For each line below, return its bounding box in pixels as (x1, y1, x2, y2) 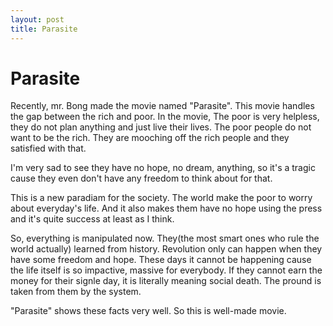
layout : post (10, 14, 65, 25)
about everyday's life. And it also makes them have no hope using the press (10, 202, 323, 215)
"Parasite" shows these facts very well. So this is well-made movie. (10, 305, 287, 317)
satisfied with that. (10, 142, 87, 155)
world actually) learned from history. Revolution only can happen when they (10, 243, 323, 255)
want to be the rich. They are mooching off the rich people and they (10, 132, 290, 144)
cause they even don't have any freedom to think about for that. (10, 172, 273, 185)
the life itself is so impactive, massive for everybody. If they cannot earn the (10, 264, 323, 276)
